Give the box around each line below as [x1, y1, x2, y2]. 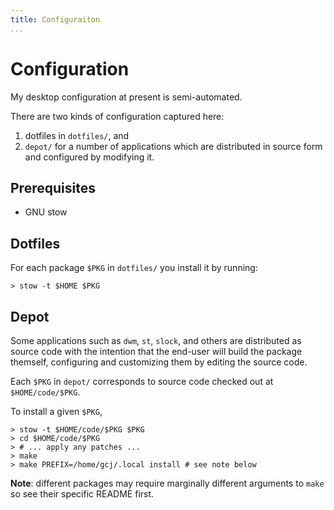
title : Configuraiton [10, 14, 101, 25]
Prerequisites [10, 179, 96, 196]
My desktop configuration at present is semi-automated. [10, 91, 243, 103]
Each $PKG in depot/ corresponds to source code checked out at [10, 376, 274, 387]
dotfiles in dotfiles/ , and [24, 129, 130, 141]
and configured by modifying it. [24, 151, 155, 163]
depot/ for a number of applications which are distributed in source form [24, 140, 323, 152]
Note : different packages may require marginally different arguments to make [10, 477, 325, 489]
